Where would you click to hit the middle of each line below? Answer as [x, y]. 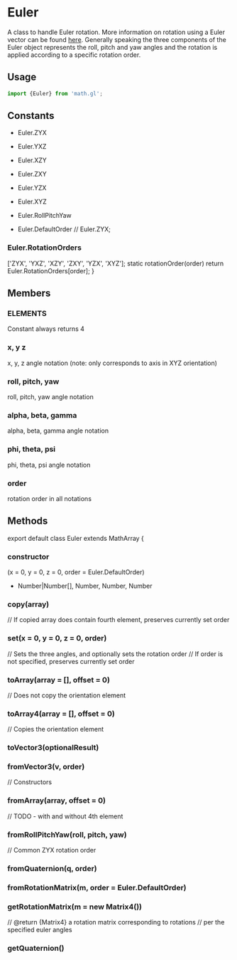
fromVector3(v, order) [46, 767]
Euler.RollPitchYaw [45, 216]
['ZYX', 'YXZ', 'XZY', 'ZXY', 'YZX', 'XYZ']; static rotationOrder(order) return [116, 263]
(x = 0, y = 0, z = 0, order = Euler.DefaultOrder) [76, 572]
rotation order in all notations [50, 498]
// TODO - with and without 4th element [65, 816]
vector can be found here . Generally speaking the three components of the [117, 39]
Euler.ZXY [32, 174]
